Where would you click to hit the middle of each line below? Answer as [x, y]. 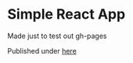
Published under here [42, 51]
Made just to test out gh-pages [57, 36]
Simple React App [66, 14]
